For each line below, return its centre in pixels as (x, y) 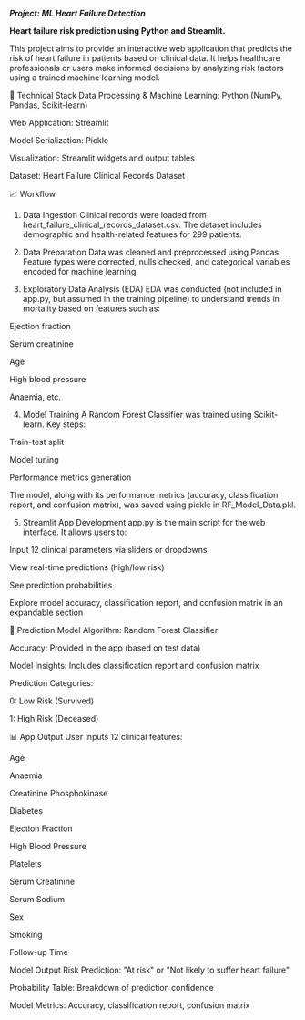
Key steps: (66, 424)
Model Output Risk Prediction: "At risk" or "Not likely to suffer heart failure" (150, 970)
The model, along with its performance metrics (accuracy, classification (144, 495)
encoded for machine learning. (80, 271)
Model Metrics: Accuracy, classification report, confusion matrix (130, 1005)
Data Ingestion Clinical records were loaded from (114, 215)
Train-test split (37, 442)
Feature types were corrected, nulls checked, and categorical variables (156, 262)
